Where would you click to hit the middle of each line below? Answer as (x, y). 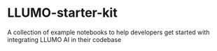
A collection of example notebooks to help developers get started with (108, 32)
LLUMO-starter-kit (62, 13)
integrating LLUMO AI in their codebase (64, 39)
